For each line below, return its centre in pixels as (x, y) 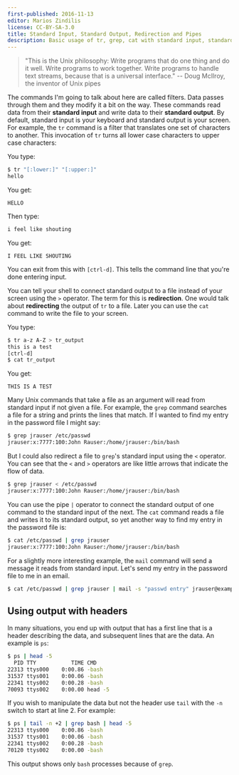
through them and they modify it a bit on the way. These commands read (114, 105)
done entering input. (37, 277)
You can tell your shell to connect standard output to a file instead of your (115, 290)
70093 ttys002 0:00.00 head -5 (59, 689)
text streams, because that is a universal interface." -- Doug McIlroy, (125, 76)
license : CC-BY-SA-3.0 (41, 27)
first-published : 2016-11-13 (51, 14)
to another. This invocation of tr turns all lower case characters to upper (113, 135)
